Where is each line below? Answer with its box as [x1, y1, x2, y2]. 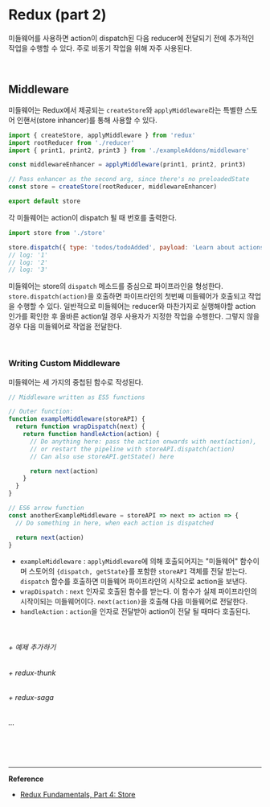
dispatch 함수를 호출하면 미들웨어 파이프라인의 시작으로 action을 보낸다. [19, 577, 247, 587]
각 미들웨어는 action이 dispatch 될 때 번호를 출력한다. [8, 212, 177, 222]
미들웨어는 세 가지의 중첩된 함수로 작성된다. [8, 377, 144, 387]
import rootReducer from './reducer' [8, 138, 135, 146]
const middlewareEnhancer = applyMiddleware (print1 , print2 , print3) [8, 161, 247, 169]
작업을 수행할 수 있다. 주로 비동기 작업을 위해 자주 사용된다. [8, 43, 193, 53]
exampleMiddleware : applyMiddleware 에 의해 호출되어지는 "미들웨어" [19, 557, 239, 566]
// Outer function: [8, 408, 74, 416]
